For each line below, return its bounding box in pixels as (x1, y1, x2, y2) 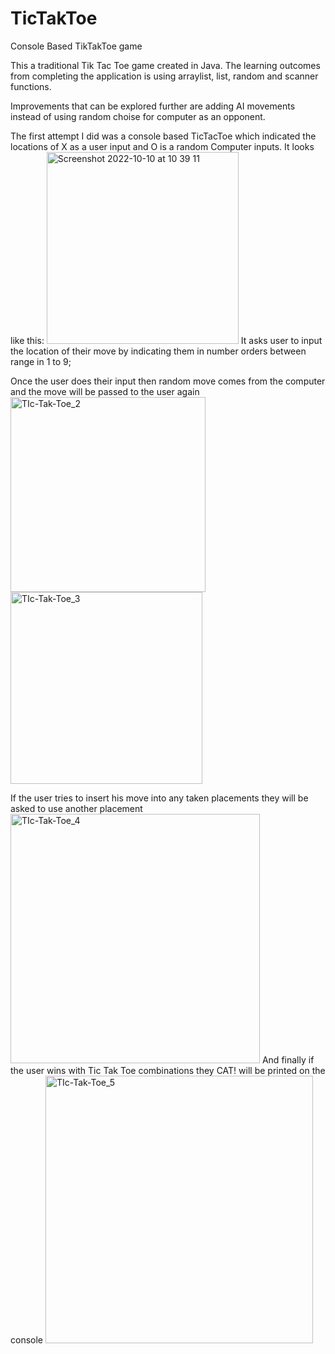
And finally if (261, 1053, 315, 1066)
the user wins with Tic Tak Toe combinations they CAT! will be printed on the (10, 1064, 326, 1076)
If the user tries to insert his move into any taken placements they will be (10, 792, 309, 804)
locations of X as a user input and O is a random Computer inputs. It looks (10, 140, 315, 152)
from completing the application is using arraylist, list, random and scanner (10, 70, 319, 82)
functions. (10, 80, 52, 92)
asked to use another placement (10, 802, 143, 814)
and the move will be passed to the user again (10, 385, 200, 397)
